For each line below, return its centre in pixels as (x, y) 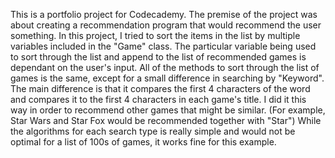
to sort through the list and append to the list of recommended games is (158, 57)
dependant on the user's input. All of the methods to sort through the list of (165, 67)
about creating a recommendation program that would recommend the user (166, 25)
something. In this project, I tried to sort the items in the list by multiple (155, 35)
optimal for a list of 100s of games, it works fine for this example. (143, 142)
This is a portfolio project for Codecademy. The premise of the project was (164, 14)
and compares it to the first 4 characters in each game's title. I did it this (158, 99)
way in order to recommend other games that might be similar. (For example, (168, 110)
